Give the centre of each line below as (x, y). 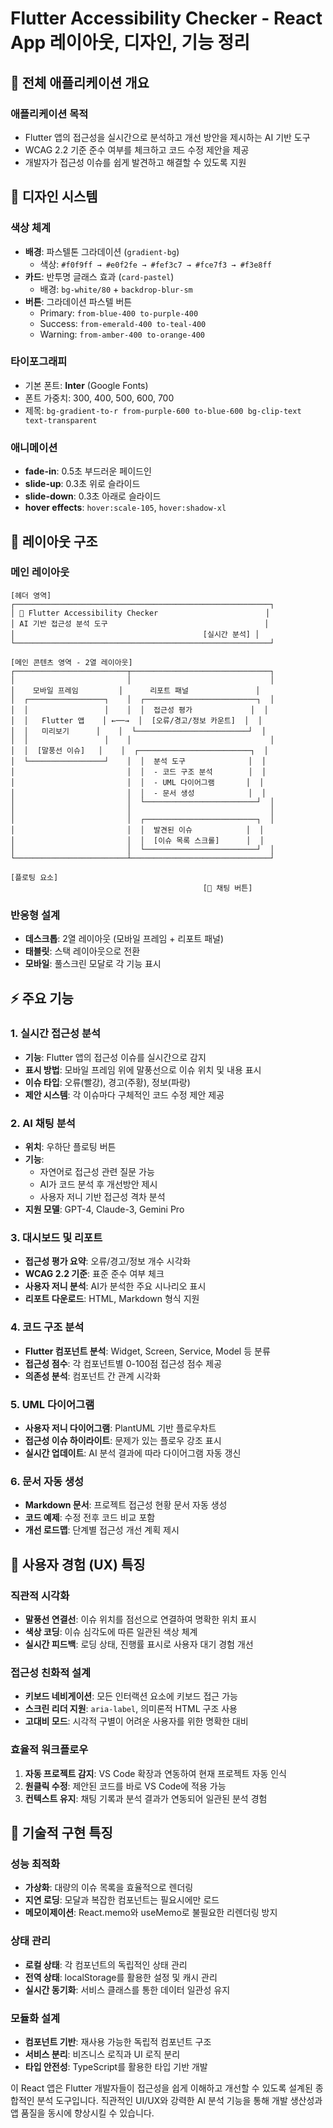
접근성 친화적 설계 (51, 1672)
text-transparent (61, 420)
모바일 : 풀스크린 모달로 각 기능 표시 (93, 964)
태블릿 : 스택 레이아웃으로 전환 (82, 951)
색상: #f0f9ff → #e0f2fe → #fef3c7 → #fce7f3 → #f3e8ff (155, 264)
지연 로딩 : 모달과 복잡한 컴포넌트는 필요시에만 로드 (122, 1900)
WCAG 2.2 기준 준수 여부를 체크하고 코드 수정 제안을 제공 (137, 149)
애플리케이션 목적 (49, 114)
